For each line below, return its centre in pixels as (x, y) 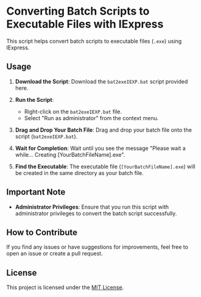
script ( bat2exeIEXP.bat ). (46, 136)
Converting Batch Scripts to (78, 11)
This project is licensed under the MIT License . (65, 287)
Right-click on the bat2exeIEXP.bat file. (73, 112)
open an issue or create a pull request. (55, 254)
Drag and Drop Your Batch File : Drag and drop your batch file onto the (103, 130)
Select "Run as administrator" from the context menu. (91, 118)
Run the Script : (34, 99)
